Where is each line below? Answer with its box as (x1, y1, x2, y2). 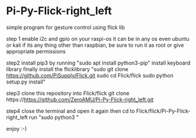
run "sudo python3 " (28, 114, 79, 121)
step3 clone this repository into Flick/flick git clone (6, 89, 130, 97)
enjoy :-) (6, 125, 27, 132)
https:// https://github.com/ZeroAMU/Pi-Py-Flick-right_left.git (6, 96, 154, 103)
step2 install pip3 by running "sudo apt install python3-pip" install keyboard (6, 59, 191, 66)
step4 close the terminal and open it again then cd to (6, 107, 135, 114)
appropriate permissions (6, 47, 66, 54)
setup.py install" (6, 78, 46, 85)
